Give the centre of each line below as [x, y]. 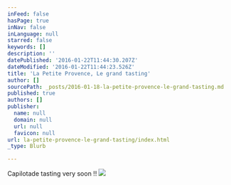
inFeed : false [28, 14]
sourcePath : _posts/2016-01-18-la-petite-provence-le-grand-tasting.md [116, 87]
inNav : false [27, 27]
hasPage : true [28, 21]
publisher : [23, 107]
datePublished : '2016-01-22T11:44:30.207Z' [73, 60]
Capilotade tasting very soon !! [52, 174]
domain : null [33, 120]
